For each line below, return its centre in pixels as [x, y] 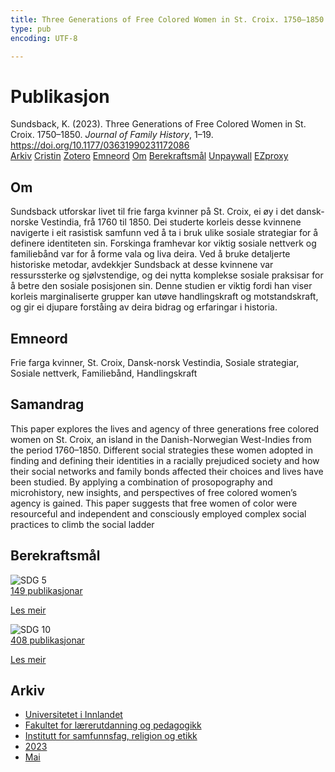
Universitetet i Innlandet [73, 715]
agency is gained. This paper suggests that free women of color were [154, 503]
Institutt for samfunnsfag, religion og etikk [111, 736]
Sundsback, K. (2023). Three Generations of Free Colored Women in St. [158, 124]
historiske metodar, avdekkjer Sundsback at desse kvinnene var [142, 265]
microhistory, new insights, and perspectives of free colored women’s [154, 492]
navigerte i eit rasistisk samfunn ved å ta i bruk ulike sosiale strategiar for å [164, 233]
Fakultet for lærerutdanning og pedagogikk [113, 725]
